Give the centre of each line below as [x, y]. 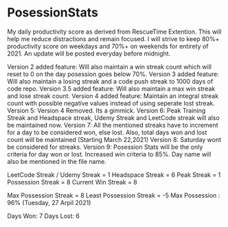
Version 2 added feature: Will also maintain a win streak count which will [109, 67]
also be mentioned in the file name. [57, 161]
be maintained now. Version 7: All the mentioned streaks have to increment [113, 125]
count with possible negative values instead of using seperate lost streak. [111, 103]
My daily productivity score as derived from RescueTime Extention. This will [114, 32]
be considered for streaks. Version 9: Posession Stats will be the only [105, 147]
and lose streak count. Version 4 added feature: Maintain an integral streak [113, 96]
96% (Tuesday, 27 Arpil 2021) [49, 202]
